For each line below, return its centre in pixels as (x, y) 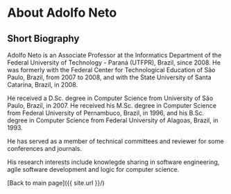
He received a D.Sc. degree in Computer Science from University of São (110, 98)
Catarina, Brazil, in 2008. (43, 84)
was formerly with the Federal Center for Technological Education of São (111, 70)
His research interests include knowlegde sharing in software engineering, (113, 162)
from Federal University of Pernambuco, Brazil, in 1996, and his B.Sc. (106, 113)
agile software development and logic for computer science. (93, 169)
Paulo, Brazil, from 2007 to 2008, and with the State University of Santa (109, 77)
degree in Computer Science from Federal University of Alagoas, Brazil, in (113, 120)
